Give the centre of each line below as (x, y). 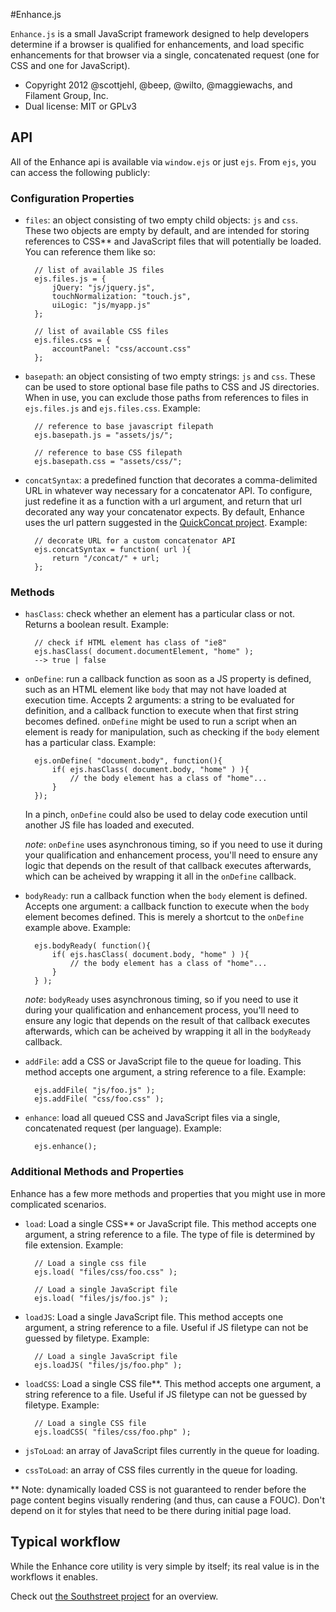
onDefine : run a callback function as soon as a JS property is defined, (168, 679)
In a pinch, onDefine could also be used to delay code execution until (166, 815)
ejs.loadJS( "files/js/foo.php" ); (108, 1365)
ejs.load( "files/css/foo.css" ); (106, 1272)
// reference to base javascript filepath (124, 427)
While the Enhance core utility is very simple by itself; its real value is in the (165, 1566)
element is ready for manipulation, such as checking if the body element (172, 732)
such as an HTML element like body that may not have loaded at (155, 690)
